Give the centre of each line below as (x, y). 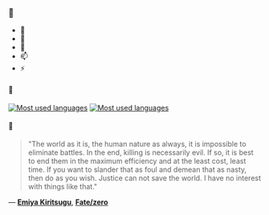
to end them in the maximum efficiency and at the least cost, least (137, 160)
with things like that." (63, 186)
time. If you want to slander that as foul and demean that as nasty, (137, 169)
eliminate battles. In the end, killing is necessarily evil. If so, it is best (141, 152)
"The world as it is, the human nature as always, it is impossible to (137, 144)
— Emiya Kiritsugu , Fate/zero (58, 202)
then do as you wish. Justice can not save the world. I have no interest (145, 178)
